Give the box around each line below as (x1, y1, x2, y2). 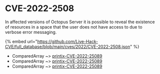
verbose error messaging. (5, 29, 57, 35)
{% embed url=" (5, 38, 38, 44)
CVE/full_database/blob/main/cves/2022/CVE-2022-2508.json (5, 44, 130, 49)
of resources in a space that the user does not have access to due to (5, 24, 143, 30)
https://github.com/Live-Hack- (37, 38, 98, 44)
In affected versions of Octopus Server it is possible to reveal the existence (5, 19, 155, 25)
